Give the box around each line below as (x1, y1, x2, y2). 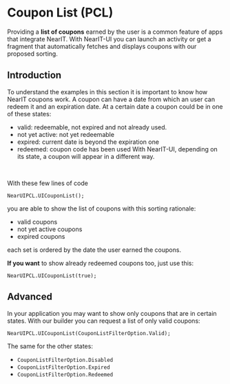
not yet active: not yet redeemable (17, 130, 115, 138)
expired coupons (17, 232, 65, 240)
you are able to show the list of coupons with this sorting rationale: (7, 204, 196, 213)
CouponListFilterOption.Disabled (17, 356, 114, 363)
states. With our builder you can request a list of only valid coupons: (7, 317, 201, 325)
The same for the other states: (7, 342, 93, 350)
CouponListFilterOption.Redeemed (17, 371, 114, 378)
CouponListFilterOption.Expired (17, 363, 110, 371)
